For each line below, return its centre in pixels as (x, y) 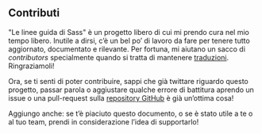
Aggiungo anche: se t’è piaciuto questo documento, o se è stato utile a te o (131, 113)
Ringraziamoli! (31, 66)
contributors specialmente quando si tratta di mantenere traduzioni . (119, 57)
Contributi (34, 13)
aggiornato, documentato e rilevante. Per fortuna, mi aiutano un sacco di (127, 49)
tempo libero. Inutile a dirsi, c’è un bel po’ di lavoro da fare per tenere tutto (129, 40)
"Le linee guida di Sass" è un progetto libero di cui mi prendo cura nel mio (129, 32)
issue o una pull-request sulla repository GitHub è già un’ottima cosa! (121, 98)
